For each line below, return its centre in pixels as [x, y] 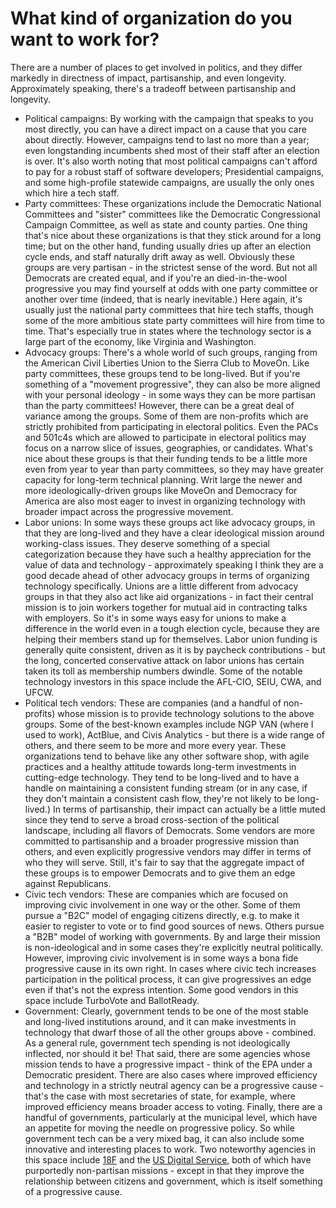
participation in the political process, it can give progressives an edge [168, 979]
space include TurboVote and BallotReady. [112, 1000]
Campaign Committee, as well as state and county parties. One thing [166, 224]
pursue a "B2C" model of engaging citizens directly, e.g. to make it [162, 915]
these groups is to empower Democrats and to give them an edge [160, 873]
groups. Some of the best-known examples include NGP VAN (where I [169, 724]
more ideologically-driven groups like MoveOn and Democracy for [161, 490]
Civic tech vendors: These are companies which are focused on [156, 894]
